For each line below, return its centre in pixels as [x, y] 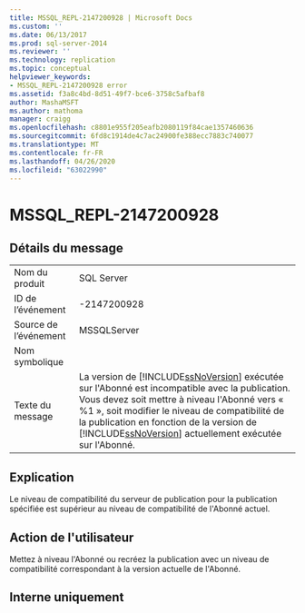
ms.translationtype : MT [54, 144]
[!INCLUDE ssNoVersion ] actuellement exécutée [180, 434]
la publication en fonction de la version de [167, 422]
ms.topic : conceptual [50, 69]
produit [30, 284]
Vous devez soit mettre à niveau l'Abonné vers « [181, 400]
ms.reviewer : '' [40, 52]
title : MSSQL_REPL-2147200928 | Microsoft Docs [101, 18]
